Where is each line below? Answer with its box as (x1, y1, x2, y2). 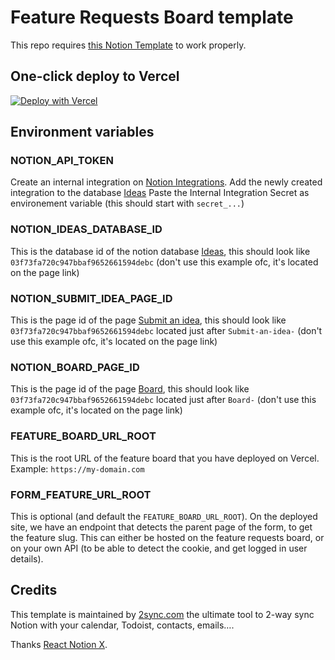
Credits (10, 582, 58, 599)
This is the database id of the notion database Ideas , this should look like (10, 245, 311, 257)
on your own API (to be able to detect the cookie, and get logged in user (10, 542, 308, 554)
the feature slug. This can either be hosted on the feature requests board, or (10, 531, 325, 543)
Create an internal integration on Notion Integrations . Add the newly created (10, 176, 323, 188)
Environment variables (10, 124, 155, 141)
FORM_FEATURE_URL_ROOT (10, 487, 152, 501)
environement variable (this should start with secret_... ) (10, 197, 245, 210)
